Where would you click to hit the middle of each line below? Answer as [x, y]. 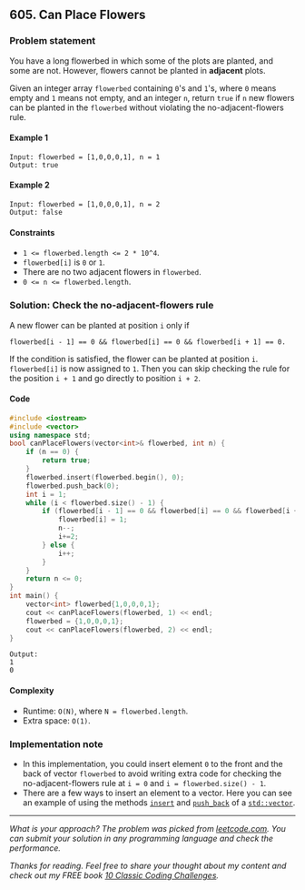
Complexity [32, 691]
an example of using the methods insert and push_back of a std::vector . [159, 802]
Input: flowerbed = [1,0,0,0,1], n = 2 [85, 205]
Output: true [34, 165]
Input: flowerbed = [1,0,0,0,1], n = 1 [85, 157]
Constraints [32, 232]
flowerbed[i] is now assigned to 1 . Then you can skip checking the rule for [150, 369]
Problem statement [53, 41]
